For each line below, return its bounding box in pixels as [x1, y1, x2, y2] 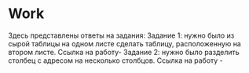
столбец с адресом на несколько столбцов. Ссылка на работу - [8, 56, 224, 65]
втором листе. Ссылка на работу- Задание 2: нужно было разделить [8, 47, 240, 57]
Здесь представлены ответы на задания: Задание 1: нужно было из [8, 31, 235, 40]
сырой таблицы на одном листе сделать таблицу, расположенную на [8, 38, 241, 48]
